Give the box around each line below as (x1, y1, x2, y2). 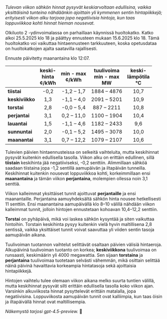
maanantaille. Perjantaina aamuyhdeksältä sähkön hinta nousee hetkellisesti (5, 196, 161, 202)
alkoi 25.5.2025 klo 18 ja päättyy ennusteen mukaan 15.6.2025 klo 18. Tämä (5, 35, 160, 41)
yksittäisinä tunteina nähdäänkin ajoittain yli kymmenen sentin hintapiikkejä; (5, 9, 163, 15)
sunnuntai (7, 128, 32, 135)
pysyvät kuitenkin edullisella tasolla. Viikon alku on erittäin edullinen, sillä (5, 154, 155, 160)
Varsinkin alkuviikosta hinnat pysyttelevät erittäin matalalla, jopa (5, 288, 136, 294)
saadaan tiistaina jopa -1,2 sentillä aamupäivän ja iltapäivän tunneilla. (5, 165, 146, 171)
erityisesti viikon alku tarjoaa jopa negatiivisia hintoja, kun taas (5, 15, 136, 20)
